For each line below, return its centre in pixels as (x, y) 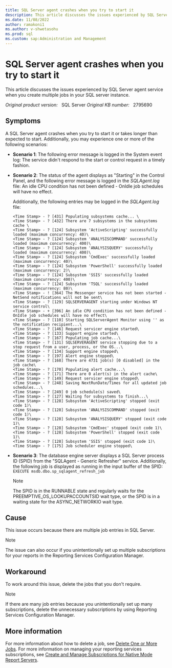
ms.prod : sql (19, 34)
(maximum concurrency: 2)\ (41, 270)
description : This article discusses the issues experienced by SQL (80, 15)
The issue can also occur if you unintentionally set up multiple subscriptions (85, 550)
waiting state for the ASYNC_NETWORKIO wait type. (68, 501)
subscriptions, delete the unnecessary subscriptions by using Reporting (81, 609)
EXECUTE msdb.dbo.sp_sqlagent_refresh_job (59, 471)
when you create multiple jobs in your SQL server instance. (68, 95)
